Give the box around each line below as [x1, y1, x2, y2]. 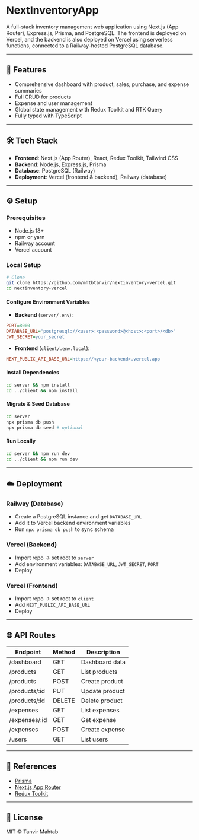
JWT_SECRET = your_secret [6, 334, 65, 340]
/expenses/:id [9, 715, 47, 724]
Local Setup [6, 261, 41, 269]
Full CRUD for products [14, 93, 72, 100]
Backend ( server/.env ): [14, 311, 73, 319]
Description [86, 648, 120, 656]
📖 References [6, 762, 57, 772]
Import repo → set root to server [14, 554, 94, 561]
